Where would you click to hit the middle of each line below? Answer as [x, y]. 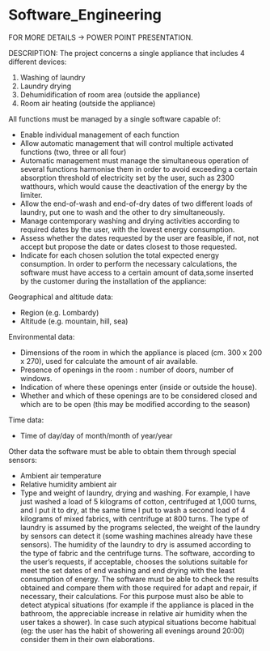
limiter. [31, 195]
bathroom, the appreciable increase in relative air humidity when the [134, 613]
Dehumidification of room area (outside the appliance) [110, 94]
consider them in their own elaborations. [87, 639]
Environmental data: [42, 336]
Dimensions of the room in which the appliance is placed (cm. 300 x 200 [141, 352]
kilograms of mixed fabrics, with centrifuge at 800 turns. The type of [134, 518]
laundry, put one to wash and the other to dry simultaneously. [122, 212]
